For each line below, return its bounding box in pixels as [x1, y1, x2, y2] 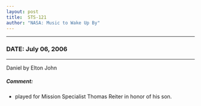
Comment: [6, 78, 33, 85]
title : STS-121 [6, 14, 47, 20]
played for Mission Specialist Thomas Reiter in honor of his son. [14, 93, 172, 100]
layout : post [6, 8, 39, 15]
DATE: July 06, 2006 [6, 45, 68, 54]
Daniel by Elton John [6, 64, 57, 71]
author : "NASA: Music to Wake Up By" [6, 20, 100, 26]
